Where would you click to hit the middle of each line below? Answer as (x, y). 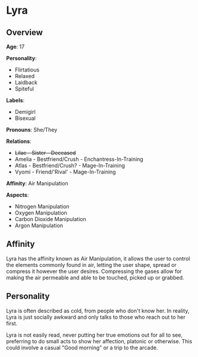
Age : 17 (15, 46)
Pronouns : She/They (32, 130)
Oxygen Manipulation (41, 213)
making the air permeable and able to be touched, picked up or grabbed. (95, 277)
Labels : (15, 100)
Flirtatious (27, 70)
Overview (25, 32)
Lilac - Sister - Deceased (45, 153)
